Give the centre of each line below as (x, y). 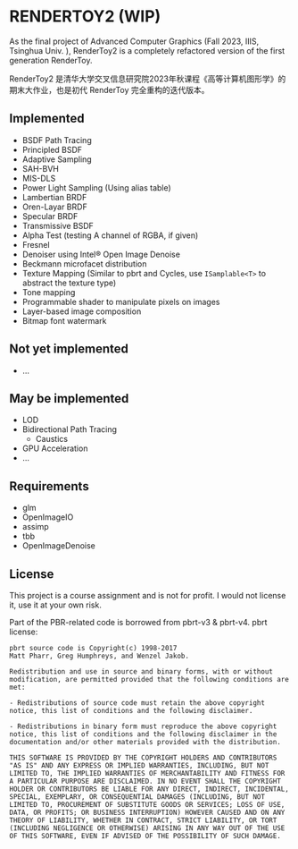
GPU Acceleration (55, 448)
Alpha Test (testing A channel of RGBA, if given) (110, 235)
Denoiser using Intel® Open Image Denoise (101, 254)
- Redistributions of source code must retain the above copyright (137, 703)
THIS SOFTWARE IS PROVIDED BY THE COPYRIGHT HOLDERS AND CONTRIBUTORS (143, 758)
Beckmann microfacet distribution (84, 263)
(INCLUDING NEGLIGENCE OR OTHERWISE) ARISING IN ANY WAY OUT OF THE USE (147, 828)
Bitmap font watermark (64, 320)
